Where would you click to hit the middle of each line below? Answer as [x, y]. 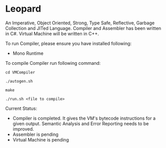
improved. [23, 129]
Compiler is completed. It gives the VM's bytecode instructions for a [84, 118]
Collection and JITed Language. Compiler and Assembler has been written [83, 28]
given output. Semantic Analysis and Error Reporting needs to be [81, 123]
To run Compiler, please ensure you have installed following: [68, 43]
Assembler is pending [35, 134]
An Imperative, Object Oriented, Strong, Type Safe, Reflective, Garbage [80, 23]
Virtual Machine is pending [41, 139]
